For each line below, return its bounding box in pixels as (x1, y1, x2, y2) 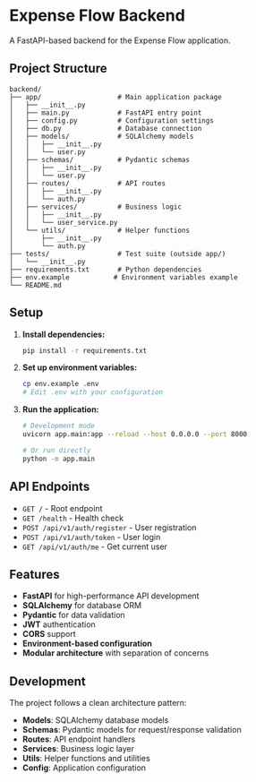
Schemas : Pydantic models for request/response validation (21, 725, 242, 735)
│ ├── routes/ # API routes (9, 178, 166, 188)
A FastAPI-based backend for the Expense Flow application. (9, 35, 231, 46)
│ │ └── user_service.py (9, 218, 118, 227)
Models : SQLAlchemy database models (21, 715, 169, 726)
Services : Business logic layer (21, 743, 134, 754)
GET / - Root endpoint (21, 503, 103, 513)
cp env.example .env (21, 380, 99, 389)
